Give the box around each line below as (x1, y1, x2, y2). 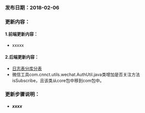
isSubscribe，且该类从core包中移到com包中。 (12, 78, 104, 84)
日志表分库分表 (12, 66, 42, 71)
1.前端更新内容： (5, 31, 38, 37)
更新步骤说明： (5, 91, 40, 98)
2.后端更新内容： (5, 54, 39, 60)
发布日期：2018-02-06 (5, 4, 59, 11)
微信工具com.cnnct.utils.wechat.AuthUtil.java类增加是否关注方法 (12, 71, 140, 78)
